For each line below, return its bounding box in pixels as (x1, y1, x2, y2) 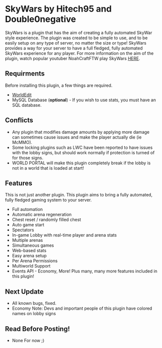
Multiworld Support (12, 263, 51, 269)
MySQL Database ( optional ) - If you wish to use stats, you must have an (12, 97, 156, 103)
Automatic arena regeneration (12, 212, 72, 218)
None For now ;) (12, 338, 44, 343)
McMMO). (12, 139, 32, 145)
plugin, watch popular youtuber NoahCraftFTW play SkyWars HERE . (5, 55, 140, 61)
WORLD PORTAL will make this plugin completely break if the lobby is (12, 160, 151, 166)
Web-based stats (12, 248, 47, 253)
